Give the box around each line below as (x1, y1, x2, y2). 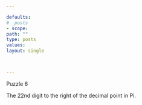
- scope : (6, 25, 28, 31)
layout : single (6, 48, 45, 54)
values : (6, 42, 26, 48)
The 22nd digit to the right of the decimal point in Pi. (6, 92, 136, 99)
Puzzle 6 (6, 80, 28, 87)
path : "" (6, 31, 28, 37)
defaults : (6, 14, 31, 20)
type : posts (6, 37, 36, 43)
